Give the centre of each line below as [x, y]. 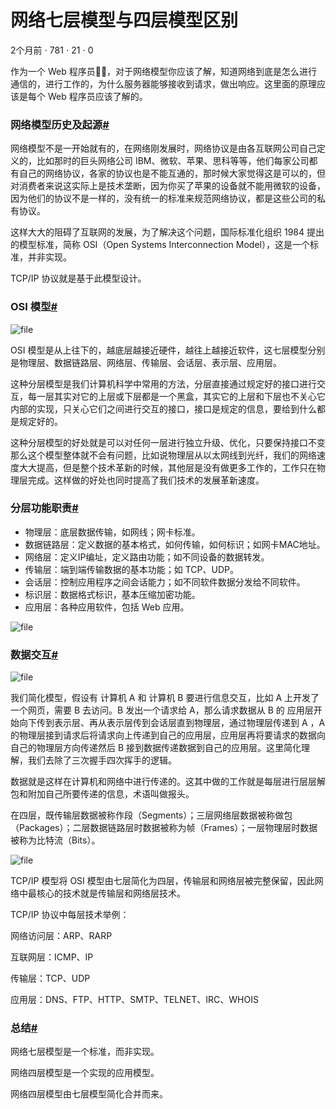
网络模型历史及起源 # [60, 124]
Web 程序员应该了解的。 [97, 96]
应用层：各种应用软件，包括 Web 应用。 [107, 607]
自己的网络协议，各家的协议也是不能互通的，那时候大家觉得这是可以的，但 [172, 173]
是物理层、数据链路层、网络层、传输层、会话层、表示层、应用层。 [146, 362]
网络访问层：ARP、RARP [61, 936]
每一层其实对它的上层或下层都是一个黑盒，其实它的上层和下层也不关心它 [176, 396]
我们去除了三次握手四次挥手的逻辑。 [102, 760]
